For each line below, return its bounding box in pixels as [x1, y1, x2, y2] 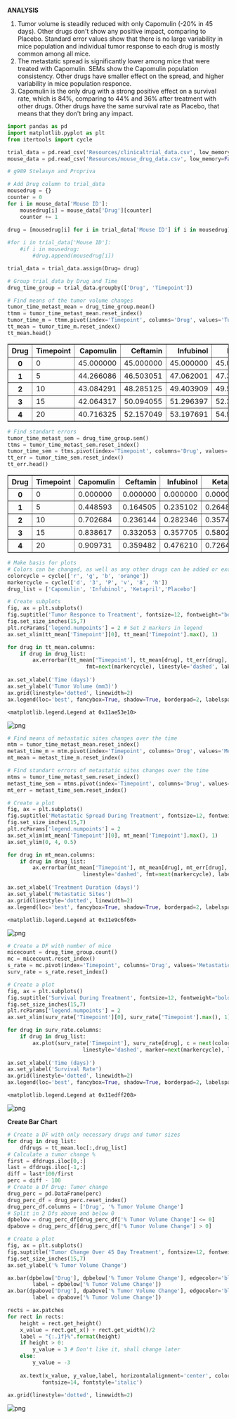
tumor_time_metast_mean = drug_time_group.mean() [7, 303, 156, 310]
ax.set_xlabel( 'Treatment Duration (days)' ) [7, 884, 140, 891]
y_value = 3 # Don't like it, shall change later [32, 1346, 181, 1354]
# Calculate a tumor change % [7, 1151, 96, 1158]
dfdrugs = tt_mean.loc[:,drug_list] [20, 1144, 128, 1152]
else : [20, 1353, 37, 1360]
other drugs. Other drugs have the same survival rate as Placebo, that [17, 102, 220, 110]
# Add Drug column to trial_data [7, 181, 105, 188]
